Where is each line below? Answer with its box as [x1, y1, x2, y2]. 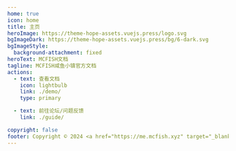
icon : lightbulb [20, 82, 68, 89]
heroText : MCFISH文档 [7, 56, 69, 63]
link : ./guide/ [20, 114, 65, 121]
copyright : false [7, 127, 58, 134]
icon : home [7, 17, 39, 24]
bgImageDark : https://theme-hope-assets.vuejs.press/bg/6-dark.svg [7, 36, 209, 43]
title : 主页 [7, 23, 40, 30]
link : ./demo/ [20, 88, 61, 95]
